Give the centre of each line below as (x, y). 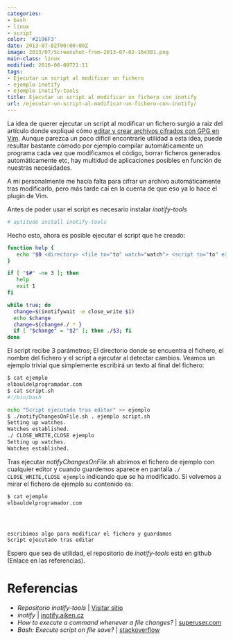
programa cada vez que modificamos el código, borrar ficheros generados (114, 152)
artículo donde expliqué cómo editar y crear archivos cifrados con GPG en (113, 131)
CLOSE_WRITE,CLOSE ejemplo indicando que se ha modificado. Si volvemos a (114, 476)
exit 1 (26, 286)
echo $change (32, 318)
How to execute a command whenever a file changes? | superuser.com (119, 623)
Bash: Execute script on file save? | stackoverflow (88, 630)
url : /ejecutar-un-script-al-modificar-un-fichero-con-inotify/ (102, 104)
